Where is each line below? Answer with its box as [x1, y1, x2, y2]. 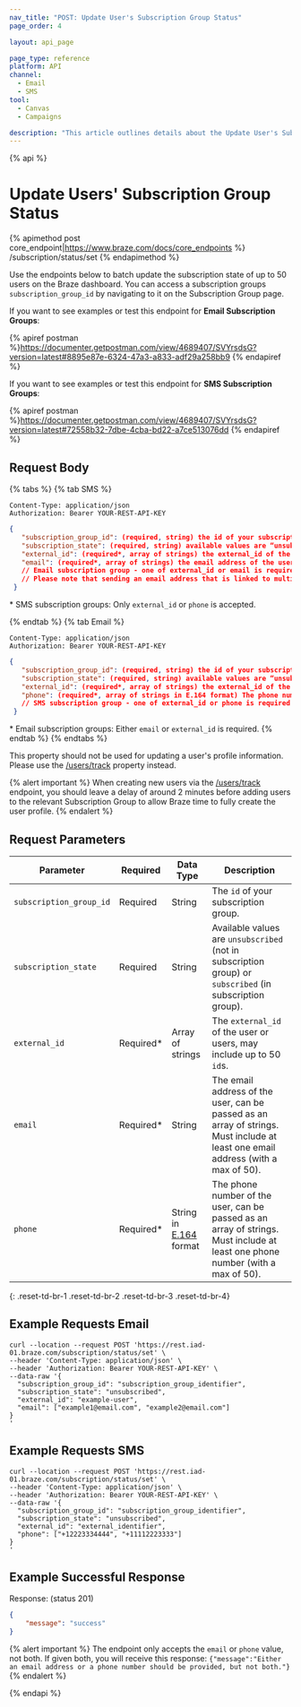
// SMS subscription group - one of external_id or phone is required [21, 699, 291, 708]
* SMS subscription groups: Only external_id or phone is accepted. [9, 599, 257, 609]
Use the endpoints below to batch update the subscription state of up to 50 [9, 270, 287, 280]
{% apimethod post [9, 233, 81, 244]
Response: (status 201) [9, 1593, 94, 1604]
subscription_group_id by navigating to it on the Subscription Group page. [9, 289, 285, 299]
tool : [9, 95, 30, 104]
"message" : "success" [25, 1619, 106, 1628]
